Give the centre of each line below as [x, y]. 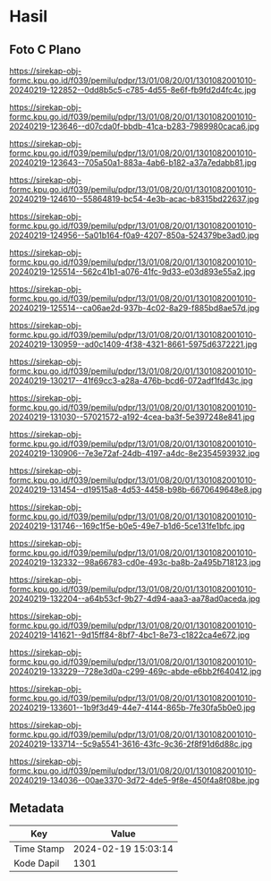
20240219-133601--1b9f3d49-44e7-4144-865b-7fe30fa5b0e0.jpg [132, 707]
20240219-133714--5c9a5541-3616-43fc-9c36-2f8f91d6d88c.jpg [131, 744]
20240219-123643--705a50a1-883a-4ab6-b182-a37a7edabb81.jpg [133, 162]
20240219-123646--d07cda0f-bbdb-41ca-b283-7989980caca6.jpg [134, 126]
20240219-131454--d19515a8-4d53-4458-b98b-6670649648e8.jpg [135, 490]
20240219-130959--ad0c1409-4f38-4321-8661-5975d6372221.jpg [133, 344]
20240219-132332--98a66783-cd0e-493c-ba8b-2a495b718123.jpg [135, 562]
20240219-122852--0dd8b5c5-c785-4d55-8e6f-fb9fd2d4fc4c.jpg [133, 90]
